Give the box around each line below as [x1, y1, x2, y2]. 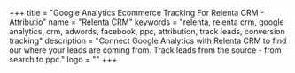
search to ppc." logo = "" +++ [9, 55, 118, 64]
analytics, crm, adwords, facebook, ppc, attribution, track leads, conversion [9, 26, 285, 36]
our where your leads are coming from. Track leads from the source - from [9, 45, 282, 55]
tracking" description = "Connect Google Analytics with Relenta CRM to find [9, 35, 287, 46]
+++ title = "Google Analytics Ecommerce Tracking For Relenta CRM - [9, 8, 265, 18]
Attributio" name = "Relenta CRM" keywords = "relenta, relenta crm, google [9, 17, 285, 27]
